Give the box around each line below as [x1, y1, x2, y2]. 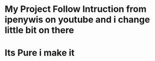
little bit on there [4, 25, 74, 36]
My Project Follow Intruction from [4, 3, 147, 15]
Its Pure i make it [4, 47, 75, 59]
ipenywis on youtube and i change [4, 14, 150, 25]
